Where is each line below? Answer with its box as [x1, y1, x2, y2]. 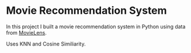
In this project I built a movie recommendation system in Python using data [6, 23, 186, 30]
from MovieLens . [6, 29, 47, 36]
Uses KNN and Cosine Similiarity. [6, 40, 86, 47]
